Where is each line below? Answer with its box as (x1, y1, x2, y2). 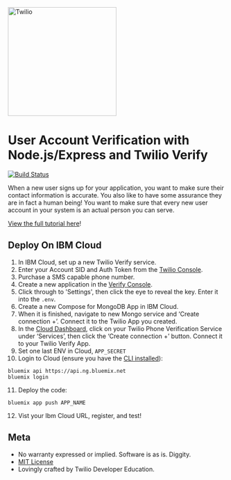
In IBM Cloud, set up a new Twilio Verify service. (17, 257, 157, 266)
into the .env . (17, 295, 56, 303)
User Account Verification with (8, 132, 190, 148)
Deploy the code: (17, 385, 68, 394)
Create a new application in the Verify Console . (17, 280, 153, 288)
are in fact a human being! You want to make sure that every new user (8, 198, 208, 207)
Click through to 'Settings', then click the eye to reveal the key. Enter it (17, 287, 219, 296)
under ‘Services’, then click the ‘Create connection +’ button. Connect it (17, 332, 223, 340)
